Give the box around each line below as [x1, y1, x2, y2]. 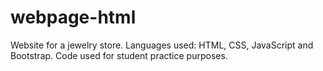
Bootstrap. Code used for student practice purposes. [10, 49, 228, 61]
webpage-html [10, 6, 137, 29]
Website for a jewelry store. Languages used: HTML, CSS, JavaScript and [10, 39, 314, 51]
